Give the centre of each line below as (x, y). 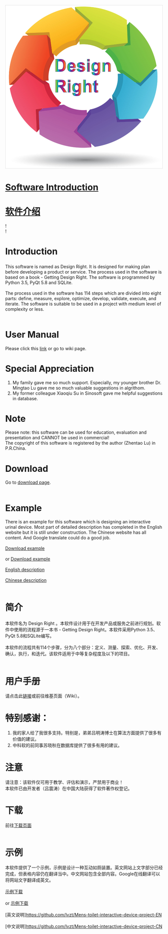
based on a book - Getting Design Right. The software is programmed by (80, 277)
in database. (25, 398)
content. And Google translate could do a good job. (58, 538)
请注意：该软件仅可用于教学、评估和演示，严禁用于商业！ (64, 782)
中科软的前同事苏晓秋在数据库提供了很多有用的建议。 (67, 745)
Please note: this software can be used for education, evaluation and (76, 432)
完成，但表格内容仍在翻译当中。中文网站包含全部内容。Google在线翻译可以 (83, 874)
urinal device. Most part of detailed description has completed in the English (84, 527)
